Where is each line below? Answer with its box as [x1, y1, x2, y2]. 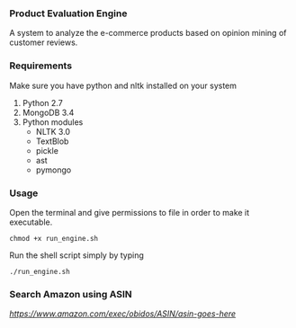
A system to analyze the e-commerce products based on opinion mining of [9, 28, 287, 39]
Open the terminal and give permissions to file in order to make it [9, 207, 250, 217]
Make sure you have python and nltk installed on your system [9, 80, 237, 91]
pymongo [35, 164, 72, 175]
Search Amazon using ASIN [9, 288, 132, 300]
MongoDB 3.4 [22, 107, 75, 118]
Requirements [9, 59, 73, 72]
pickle [35, 145, 58, 155]
